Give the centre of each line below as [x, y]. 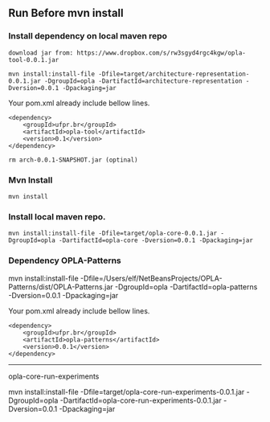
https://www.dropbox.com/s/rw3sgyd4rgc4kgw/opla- [162, 53]
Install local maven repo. [57, 216]
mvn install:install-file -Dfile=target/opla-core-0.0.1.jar [113, 234]
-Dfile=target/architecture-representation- [174, 74]
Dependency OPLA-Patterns [65, 260]
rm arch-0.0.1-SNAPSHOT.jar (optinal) [73, 160]
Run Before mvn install [66, 13]
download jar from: [41, 53]
